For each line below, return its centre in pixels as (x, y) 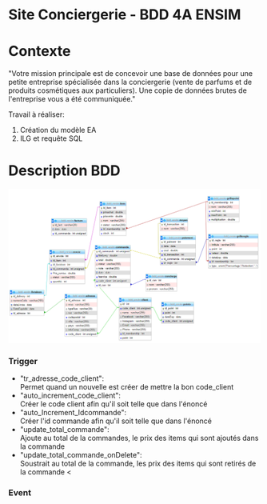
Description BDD (64, 171)
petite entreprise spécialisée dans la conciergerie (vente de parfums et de (130, 82)
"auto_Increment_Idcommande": (73, 412)
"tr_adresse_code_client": (62, 378)
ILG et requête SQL (51, 138)
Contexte (40, 52)
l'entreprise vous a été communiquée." (72, 99)
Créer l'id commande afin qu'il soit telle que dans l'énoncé (116, 421)
